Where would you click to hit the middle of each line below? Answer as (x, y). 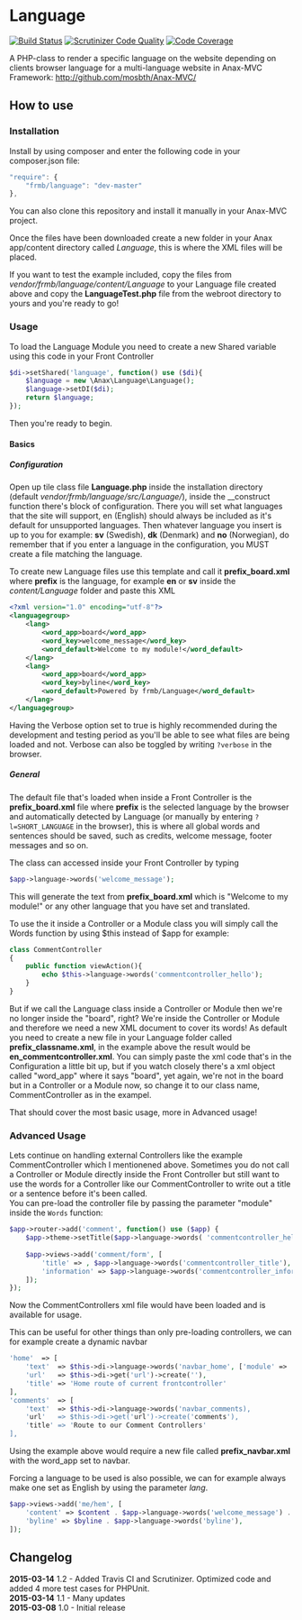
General (25, 774)
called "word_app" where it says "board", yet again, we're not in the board (147, 1075)
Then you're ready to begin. (61, 423)
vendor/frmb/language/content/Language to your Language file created (143, 284)
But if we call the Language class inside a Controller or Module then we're (146, 1008)
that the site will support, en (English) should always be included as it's (141, 516)
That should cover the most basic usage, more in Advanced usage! (133, 1112)
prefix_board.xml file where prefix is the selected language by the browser (149, 807)
